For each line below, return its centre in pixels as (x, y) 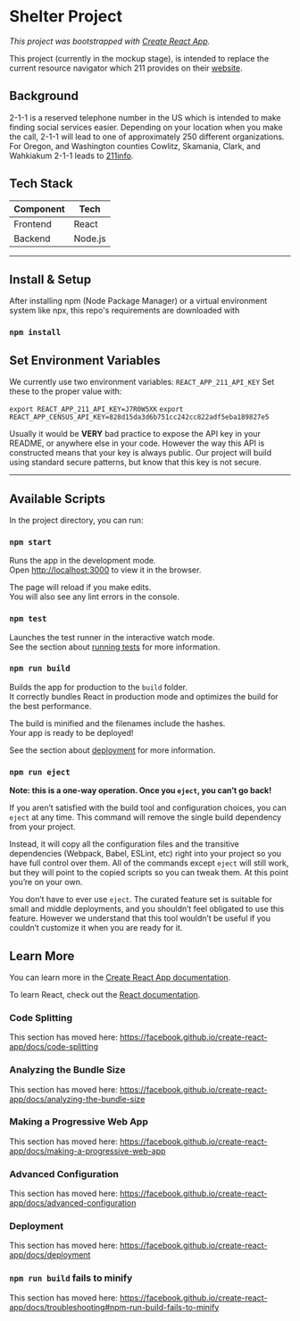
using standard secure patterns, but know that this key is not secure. (135, 463)
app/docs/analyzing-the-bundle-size (77, 1099)
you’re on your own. (46, 882)
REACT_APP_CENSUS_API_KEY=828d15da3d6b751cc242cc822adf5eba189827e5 (139, 417)
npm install (35, 333)
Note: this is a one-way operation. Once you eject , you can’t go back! (141, 790)
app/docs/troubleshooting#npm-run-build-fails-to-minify (114, 1307)
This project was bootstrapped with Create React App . (110, 41)
